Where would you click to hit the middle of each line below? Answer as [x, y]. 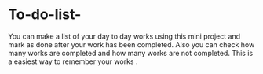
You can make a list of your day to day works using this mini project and [124, 36]
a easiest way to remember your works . [73, 61]
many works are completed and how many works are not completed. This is [131, 53]
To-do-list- [45, 15]
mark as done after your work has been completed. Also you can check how [131, 44]
